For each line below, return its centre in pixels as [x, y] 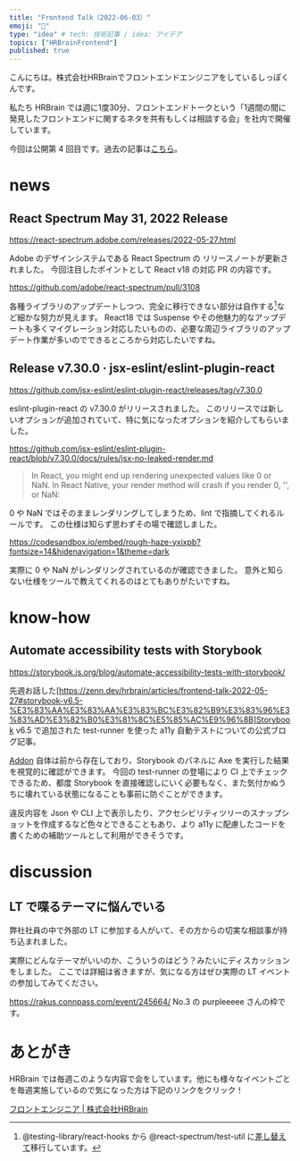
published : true [39, 51]
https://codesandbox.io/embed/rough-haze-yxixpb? [105, 542]
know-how [50, 617]
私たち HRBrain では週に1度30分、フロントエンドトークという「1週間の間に [148, 107]
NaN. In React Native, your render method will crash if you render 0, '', [160, 484]
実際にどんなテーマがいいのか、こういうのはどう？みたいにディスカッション [150, 960]
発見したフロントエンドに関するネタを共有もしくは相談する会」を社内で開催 [150, 119]
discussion [51, 871]
